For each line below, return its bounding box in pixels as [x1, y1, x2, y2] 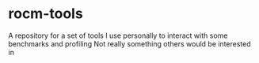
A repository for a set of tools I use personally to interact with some [8, 31, 228, 40]
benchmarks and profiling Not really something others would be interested [8, 39, 251, 48]
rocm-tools [8, 5, 83, 23]
